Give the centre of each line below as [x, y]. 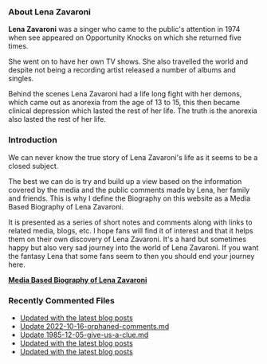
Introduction [33, 140]
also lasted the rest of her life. [57, 119]
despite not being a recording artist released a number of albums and [122, 70]
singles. [21, 79]
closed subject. [33, 166]
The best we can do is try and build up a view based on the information [125, 181]
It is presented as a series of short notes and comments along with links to [130, 222]
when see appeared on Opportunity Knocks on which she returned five [125, 37]
